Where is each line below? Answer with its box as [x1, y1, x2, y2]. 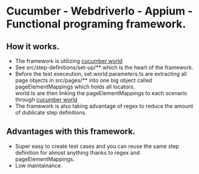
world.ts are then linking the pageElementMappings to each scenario [15, 90, 187, 96]
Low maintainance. [15, 162, 62, 169]
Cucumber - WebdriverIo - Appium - [6, 4, 193, 18]
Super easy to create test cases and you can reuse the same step [15, 142, 180, 150]
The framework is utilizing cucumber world [15, 58, 123, 64]
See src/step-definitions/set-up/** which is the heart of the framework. [15, 64, 194, 71]
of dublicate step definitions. [15, 109, 87, 116]
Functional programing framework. [6, 17, 186, 31]
